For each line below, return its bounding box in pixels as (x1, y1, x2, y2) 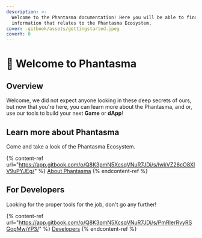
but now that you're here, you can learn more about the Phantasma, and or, (6, 103, 192, 111)
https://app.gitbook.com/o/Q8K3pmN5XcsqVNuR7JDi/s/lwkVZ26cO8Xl (18, 160, 195, 168)
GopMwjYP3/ (6, 225, 40, 232)
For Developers (6, 185, 65, 195)
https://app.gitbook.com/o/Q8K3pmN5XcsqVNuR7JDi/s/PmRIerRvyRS (18, 219, 192, 226)
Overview (6, 81, 44, 91)
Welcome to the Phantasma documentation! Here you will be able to (11, 14, 185, 20)
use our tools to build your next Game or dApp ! (6, 109, 123, 117)
